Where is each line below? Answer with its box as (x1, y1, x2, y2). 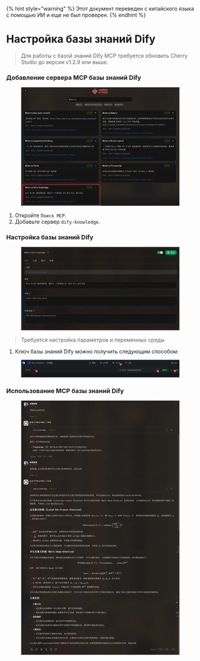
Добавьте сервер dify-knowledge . (14, 218, 100, 225)
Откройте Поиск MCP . (14, 212, 67, 219)
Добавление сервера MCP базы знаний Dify (6, 73, 141, 81)
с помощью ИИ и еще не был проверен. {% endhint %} (6, 11, 146, 19)
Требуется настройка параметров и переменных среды (20, 336, 165, 343)
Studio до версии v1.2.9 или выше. (20, 58, 109, 65)
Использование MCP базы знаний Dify (6, 386, 124, 395)
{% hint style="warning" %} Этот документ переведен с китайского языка (6, 5, 194, 12)
